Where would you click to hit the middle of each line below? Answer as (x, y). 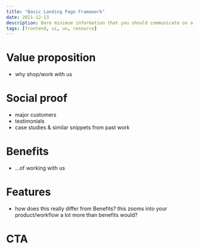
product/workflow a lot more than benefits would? (76, 215)
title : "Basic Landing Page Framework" (56, 12)
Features (29, 192)
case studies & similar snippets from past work (72, 127)
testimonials (29, 121)
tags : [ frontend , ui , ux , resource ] (52, 28)
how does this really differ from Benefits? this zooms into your (91, 208)
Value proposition (51, 58)
